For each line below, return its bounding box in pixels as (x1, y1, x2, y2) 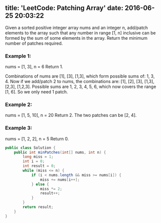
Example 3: (5, 125, 33, 132)
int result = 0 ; (23, 164, 56, 168)
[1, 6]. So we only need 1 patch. (5, 89, 69, 95)
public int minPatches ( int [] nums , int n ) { (14, 150, 106, 155)
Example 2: (5, 101, 32, 108)
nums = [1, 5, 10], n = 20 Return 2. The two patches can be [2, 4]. (5, 112, 137, 118)
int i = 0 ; (23, 159, 45, 164)
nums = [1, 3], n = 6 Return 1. (5, 64, 64, 70)
